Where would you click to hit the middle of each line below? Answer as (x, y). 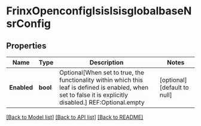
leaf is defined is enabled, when (104, 87)
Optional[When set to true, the (102, 73)
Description (106, 62)
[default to (174, 87)
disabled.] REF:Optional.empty (102, 102)
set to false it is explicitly (94, 95)
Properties (26, 46)
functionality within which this (101, 80)
